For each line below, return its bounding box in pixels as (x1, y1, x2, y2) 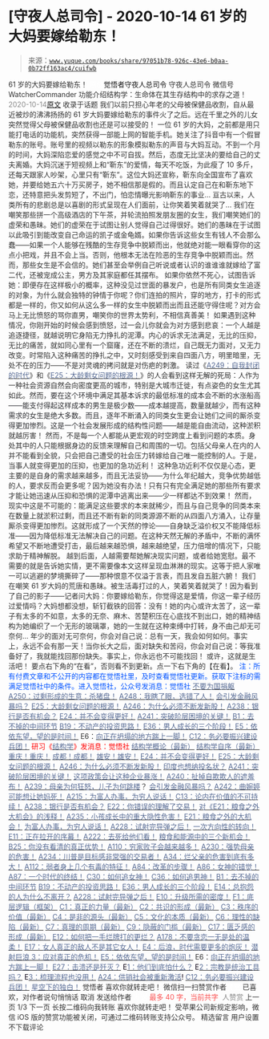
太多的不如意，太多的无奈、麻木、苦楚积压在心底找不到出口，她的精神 (22, 611, 254, 620)
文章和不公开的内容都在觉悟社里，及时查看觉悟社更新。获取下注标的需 (29, 671, 261, 680)
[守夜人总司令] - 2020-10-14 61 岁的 (8, 7, 247, 26)
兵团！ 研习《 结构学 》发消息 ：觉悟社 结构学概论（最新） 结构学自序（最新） (8, 741, 260, 751)
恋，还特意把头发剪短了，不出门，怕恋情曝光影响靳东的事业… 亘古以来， (8, 189, 248, 199)
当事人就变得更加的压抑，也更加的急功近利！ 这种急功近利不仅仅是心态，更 (8, 461, 256, 470)
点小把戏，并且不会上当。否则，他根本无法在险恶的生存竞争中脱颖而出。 (8, 250, 247, 259)
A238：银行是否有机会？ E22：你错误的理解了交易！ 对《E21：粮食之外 (23, 802, 260, 811)
